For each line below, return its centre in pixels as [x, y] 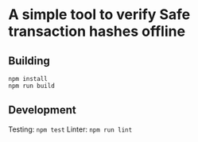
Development [43, 110]
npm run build [32, 86]
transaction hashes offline [97, 31]
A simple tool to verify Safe [99, 15]
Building [29, 61]
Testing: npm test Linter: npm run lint [70, 129]
